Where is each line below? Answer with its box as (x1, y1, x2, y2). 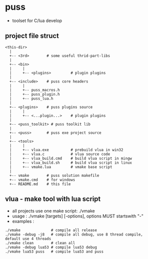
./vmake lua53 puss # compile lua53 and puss (5, 249, 104, 254)
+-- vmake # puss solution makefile (9, 173, 99, 178)
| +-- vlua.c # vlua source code (9, 151, 110, 156)
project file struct (5, 32, 59, 40)
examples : (12, 218, 34, 224)
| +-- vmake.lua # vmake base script (9, 164, 112, 170)
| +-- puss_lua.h (9, 96, 54, 101)
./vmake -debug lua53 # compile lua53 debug (5, 245, 97, 250)
